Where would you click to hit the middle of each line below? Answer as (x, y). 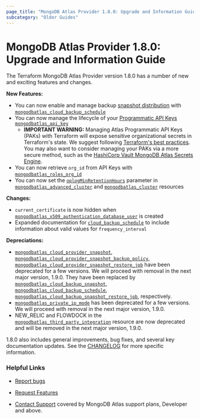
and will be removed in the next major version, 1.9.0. (79, 328)
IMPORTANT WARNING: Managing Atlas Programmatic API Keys (103, 130)
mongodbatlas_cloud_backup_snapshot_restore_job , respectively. (93, 297)
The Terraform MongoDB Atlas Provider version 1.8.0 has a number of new (98, 76)
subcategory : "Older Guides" (42, 17)
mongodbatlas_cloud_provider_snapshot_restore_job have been (93, 265)
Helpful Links (26, 368)
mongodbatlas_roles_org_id (48, 175)
